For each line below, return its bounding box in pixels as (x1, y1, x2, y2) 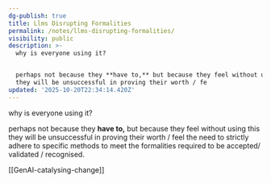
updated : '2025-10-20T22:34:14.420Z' (8, 85, 135, 94)
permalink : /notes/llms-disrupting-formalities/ (8, 27, 175, 35)
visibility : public (8, 34, 74, 43)
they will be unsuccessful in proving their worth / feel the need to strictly (8, 132, 249, 142)
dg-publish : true (8, 11, 67, 20)
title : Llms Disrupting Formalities (8, 19, 131, 27)
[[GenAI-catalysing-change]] (8, 164, 105, 174)
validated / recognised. (8, 149, 85, 159)
